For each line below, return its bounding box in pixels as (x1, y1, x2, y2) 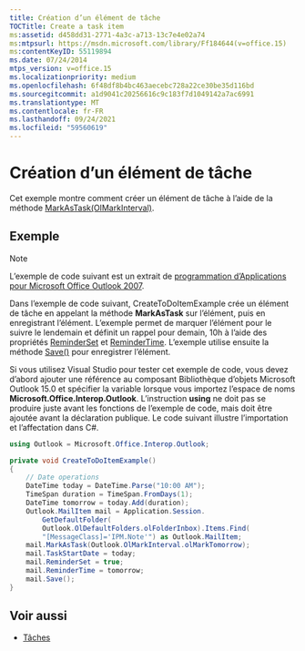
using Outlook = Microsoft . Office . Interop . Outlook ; (9, 439, 209, 449)
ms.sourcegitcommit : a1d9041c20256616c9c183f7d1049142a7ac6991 (9, 89, 255, 98)
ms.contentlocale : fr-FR (9, 107, 104, 116)
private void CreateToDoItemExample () (9, 456, 157, 465)
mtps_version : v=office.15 (9, 65, 112, 74)
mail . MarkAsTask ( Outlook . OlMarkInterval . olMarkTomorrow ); (25, 541, 250, 550)
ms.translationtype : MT (9, 97, 100, 107)
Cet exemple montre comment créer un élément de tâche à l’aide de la (9, 192, 273, 203)
